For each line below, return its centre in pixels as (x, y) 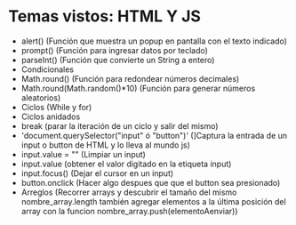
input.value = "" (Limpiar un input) (83, 154)
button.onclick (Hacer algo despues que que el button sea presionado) (151, 182)
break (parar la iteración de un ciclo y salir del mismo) (120, 125)
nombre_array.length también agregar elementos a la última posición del (153, 201)
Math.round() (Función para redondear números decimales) (130, 78)
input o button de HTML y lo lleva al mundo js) (105, 145)
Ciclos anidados (51, 117)
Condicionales (48, 69)
